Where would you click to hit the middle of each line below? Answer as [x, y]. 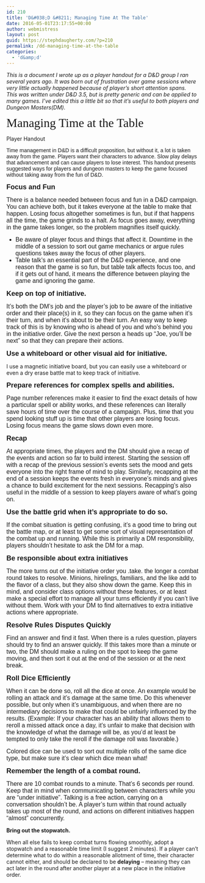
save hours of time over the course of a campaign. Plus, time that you [100, 412]
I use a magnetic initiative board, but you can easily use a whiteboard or [97, 366]
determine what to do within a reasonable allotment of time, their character [100, 855]
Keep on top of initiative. [46, 293]
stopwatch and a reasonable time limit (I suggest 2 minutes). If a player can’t [102, 848]
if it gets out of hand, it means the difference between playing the [103, 274]
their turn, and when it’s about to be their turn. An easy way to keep [97, 320]
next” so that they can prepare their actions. [65, 340]
